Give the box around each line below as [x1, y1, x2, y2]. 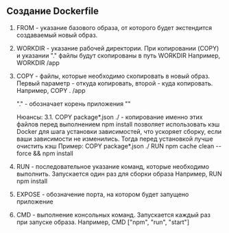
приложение [16, 197, 53, 206]
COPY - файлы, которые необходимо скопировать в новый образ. [16, 72, 210, 80]
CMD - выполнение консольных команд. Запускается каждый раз [16, 210, 210, 219]
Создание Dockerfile [6, 5, 99, 17]
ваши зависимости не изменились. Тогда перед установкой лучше [16, 135, 213, 143]
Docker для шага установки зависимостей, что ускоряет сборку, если [16, 127, 222, 135]
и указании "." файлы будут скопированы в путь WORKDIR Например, [16, 51, 221, 59]
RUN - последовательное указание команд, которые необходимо [16, 162, 210, 170]
